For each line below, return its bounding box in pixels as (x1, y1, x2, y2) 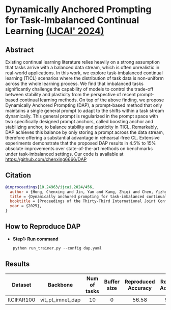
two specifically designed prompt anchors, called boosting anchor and (5, 119, 154, 124)
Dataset (12, 281, 32, 288)
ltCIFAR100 (8, 296, 36, 303)
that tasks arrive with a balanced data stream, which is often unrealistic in (5, 65, 159, 70)
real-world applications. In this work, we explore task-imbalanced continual (5, 70, 163, 76)
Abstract (5, 45, 34, 54)
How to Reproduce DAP (5, 222, 81, 231)
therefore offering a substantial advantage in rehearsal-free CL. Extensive (5, 135, 160, 140)
